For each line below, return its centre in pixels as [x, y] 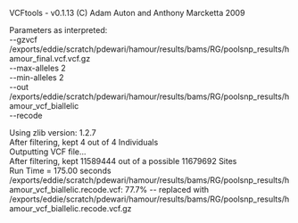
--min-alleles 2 [37, 78]
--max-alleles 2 [37, 68]
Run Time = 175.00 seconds [60, 170]
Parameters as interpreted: [58, 30]
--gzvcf [23, 40]
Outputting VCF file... [48, 152]
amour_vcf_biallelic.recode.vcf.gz [70, 208]
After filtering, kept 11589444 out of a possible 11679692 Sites [123, 161]
